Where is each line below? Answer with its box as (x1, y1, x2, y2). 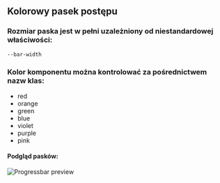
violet (17, 121, 33, 129)
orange (17, 99, 38, 107)
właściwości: (7, 35, 53, 45)
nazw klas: (7, 76, 45, 86)
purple (17, 129, 37, 137)
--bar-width (7, 51, 42, 58)
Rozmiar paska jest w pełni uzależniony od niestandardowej (7, 26, 214, 36)
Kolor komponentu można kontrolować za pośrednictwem (7, 67, 207, 77)
